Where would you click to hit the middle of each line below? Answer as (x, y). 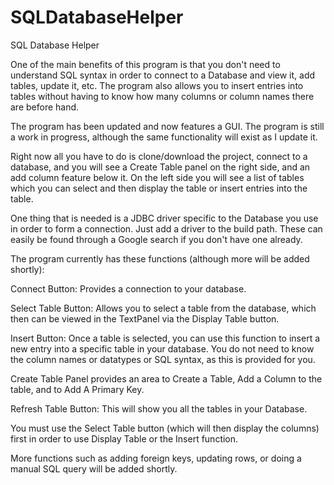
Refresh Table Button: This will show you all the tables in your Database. (159, 408)
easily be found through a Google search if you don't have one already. (156, 239)
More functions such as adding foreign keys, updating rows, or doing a (156, 458)
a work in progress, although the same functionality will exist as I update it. (164, 137)
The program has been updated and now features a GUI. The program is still (167, 126)
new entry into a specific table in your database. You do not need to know (162, 348)
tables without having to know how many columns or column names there (162, 96)
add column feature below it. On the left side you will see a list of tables (157, 177)
